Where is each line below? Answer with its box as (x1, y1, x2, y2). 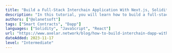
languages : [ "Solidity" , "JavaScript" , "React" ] (5, 26, 111, 31)
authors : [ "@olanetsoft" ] (5, 17, 60, 22)
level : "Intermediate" (5, 40, 54, 45)
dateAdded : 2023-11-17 (5, 36, 54, 41)
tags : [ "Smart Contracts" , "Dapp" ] (5, 21, 81, 27)
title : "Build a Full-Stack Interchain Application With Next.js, (5, 7, 150, 13)
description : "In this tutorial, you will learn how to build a (5, 12, 145, 17)
